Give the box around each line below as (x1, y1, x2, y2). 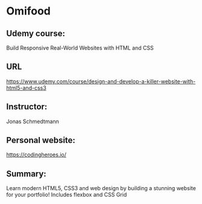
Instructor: (6, 101, 48, 112)
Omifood (6, 4, 51, 18)
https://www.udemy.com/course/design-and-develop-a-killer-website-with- (6, 77, 196, 85)
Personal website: (6, 135, 75, 145)
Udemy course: (6, 28, 65, 39)
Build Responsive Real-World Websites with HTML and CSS (6, 44, 154, 51)
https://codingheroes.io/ (6, 151, 67, 158)
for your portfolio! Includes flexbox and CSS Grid (6, 191, 127, 199)
